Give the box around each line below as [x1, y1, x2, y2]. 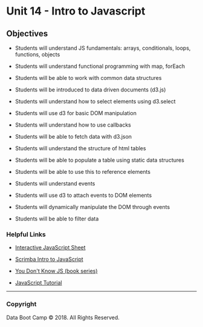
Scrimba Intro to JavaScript [14, 256, 83, 263]
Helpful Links [6, 230, 47, 239]
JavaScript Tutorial [14, 279, 62, 286]
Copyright [6, 300, 37, 308]
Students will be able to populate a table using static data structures [14, 156, 184, 163]
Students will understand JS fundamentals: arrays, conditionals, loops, [14, 44, 191, 51]
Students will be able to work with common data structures [14, 74, 162, 81]
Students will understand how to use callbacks [14, 121, 131, 128]
